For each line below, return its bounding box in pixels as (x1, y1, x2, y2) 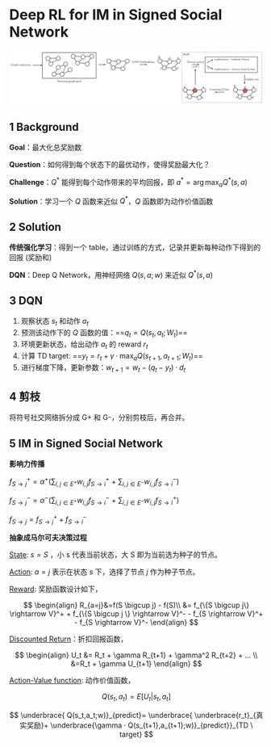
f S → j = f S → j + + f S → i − (9, 513, 87, 526)
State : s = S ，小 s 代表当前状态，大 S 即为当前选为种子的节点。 (9, 550, 223, 560)
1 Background (9, 120, 79, 134)
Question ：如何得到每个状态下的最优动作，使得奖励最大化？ (9, 160, 211, 170)
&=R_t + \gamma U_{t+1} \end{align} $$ (70, 659, 202, 669)
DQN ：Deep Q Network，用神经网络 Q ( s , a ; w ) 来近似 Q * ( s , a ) (9, 268, 213, 279)
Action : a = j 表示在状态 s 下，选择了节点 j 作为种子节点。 (9, 567, 200, 577)
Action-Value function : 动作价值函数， (9, 676, 135, 686)
